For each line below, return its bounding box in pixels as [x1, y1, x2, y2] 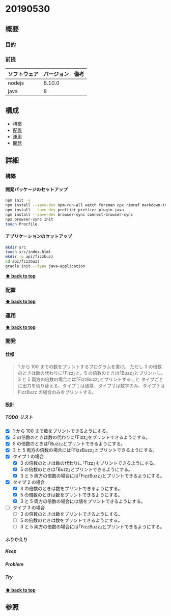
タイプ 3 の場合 [12, 505, 45, 511]
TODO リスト [5, 414, 33, 420]
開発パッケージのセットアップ [5, 186, 68, 192]
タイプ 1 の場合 [12, 454, 44, 460]
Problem [5, 561, 24, 567]
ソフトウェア [8, 70, 39, 77]
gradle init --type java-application [5, 264, 85, 269]
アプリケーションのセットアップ [5, 233, 72, 239]
